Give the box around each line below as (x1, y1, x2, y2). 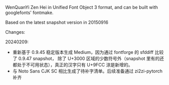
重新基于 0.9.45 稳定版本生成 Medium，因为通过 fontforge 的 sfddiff (12, 49, 154, 55)
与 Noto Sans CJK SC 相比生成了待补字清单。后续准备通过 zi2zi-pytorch (12, 68, 163, 74)
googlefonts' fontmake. (5, 10, 54, 16)
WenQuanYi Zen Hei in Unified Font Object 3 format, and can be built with (5, 5, 158, 10)
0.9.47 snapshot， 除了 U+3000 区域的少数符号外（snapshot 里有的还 (18, 55, 164, 61)
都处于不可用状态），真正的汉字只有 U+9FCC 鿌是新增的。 (12, 62, 133, 67)
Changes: (5, 29, 25, 35)
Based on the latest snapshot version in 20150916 (5, 20, 108, 25)
